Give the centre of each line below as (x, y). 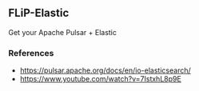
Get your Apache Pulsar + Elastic (63, 32)
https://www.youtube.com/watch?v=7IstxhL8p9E (100, 79)
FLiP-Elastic (39, 13)
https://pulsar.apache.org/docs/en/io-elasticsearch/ (105, 70)
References (31, 53)
